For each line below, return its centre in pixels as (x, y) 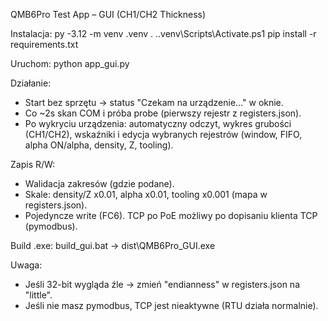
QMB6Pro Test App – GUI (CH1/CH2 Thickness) (108, 14)
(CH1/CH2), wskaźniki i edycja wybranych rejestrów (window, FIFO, (163, 134)
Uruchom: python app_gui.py (70, 63)
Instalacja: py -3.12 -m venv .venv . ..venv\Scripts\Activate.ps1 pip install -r (163, 33)
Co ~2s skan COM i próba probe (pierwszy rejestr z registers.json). (163, 113)
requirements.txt (44, 44)
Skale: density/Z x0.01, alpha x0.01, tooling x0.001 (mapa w (146, 194)
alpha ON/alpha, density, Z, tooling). (99, 145)
